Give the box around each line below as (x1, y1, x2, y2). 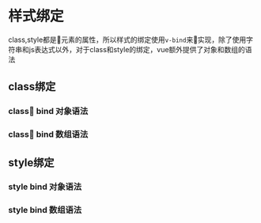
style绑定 (8, 156, 55, 169)
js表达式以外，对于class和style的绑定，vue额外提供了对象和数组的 (28, 44, 245, 54)
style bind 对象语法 (8, 181, 82, 192)
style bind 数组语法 (8, 205, 82, 216)
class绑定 (8, 80, 56, 93)
